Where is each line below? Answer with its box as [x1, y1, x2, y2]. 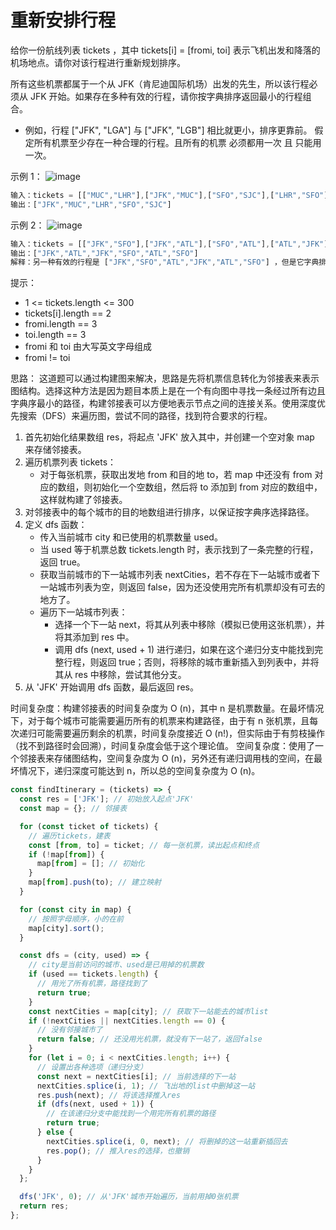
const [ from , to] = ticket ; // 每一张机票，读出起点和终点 [28, 840, 260, 850]
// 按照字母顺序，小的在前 [28, 914, 124, 924]
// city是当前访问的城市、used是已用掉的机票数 [28, 960, 205, 970]
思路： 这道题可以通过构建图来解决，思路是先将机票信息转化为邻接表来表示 [10, 372, 320, 385]
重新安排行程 [10, 9, 117, 32]
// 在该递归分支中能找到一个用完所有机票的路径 [46, 1109, 217, 1119]
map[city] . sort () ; [28, 923, 105, 933]
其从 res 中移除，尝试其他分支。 [54, 669, 187, 681]
